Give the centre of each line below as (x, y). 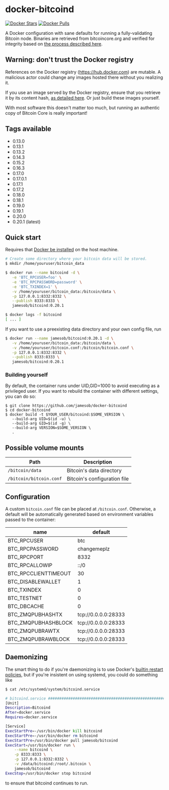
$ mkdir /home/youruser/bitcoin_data (45, 264)
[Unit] (12, 703)
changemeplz (93, 549)
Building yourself (27, 375)
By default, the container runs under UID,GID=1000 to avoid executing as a (82, 386)
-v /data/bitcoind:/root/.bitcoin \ (53, 764)
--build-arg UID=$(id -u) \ (41, 419)
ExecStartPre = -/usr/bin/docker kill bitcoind (54, 731)
